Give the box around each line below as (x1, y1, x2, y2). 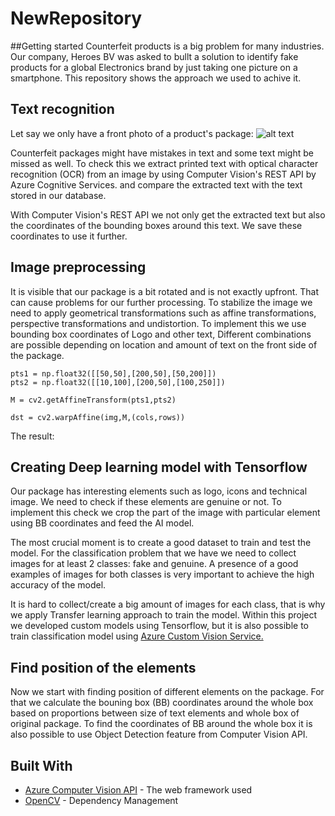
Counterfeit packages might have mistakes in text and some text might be (10, 147, 314, 159)
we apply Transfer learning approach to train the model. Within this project (10, 609, 318, 621)
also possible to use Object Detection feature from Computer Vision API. (10, 728, 308, 741)
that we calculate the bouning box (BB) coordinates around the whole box (10, 697, 314, 709)
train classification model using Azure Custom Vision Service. (10, 630, 264, 642)
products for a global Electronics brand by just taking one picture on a (10, 61, 298, 73)
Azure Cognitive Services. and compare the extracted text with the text (10, 178, 303, 191)
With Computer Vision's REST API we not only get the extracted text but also (10, 208, 326, 221)
